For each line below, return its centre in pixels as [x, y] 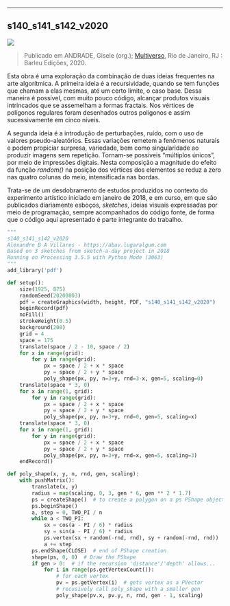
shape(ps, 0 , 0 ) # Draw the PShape [84, 557]
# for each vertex [82, 576]
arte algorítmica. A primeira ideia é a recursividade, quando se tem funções [113, 83]
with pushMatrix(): [47, 481]
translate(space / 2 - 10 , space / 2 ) [75, 347]
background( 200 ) [43, 328]
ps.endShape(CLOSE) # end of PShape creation [99, 550]
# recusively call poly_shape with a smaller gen [128, 589]
